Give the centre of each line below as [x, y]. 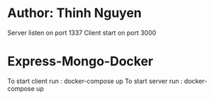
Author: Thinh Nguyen [74, 13]
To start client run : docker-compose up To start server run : [95, 81]
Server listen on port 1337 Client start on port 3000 [82, 33]
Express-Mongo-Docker [80, 61]
